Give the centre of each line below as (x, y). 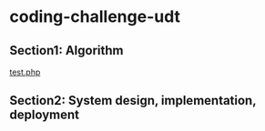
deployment (45, 115)
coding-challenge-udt (95, 17)
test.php (25, 72)
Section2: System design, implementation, (133, 101)
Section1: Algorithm (66, 50)
